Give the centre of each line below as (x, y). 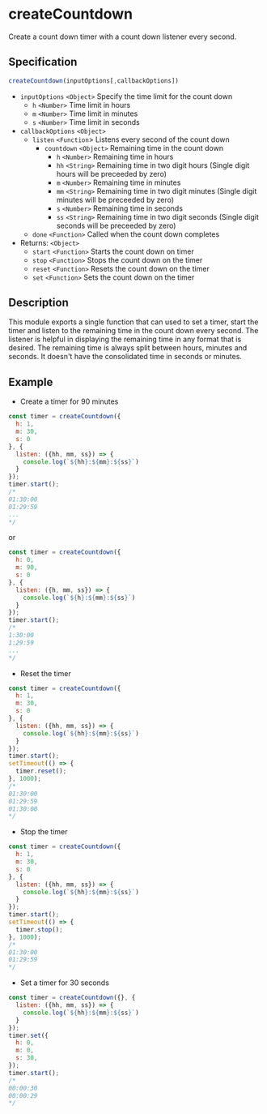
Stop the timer (44, 832)
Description (38, 303)
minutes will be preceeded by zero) (115, 199)
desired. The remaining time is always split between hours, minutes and (128, 348)
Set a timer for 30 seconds (64, 983)
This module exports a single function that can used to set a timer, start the (133, 322)
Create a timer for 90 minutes (69, 401)
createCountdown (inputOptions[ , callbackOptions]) (94, 81)
